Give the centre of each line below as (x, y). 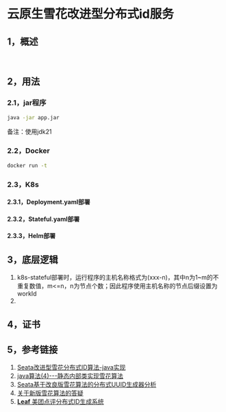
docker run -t (27, 165)
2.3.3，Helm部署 (32, 236)
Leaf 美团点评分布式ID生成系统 (60, 402)
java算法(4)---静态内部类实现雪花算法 (70, 376)
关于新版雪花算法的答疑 (50, 393)
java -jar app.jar (33, 117)
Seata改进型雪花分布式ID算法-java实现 (71, 367)
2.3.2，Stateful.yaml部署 (43, 219)
